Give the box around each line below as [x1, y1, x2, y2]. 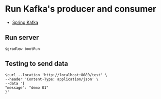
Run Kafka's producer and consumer [5, 3, 157, 15]
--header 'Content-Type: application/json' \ [5, 77, 98, 82]
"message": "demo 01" [5, 85, 49, 90]
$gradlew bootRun [5, 46, 40, 51]
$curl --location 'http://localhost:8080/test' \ [5, 72, 108, 77]
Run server [5, 33, 39, 42]
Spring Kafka [12, 19, 38, 25]
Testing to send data [5, 60, 68, 68]
